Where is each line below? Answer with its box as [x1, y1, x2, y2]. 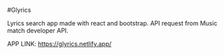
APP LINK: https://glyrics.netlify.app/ [7, 40, 112, 47]
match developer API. [7, 27, 69, 34]
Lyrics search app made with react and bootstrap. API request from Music [7, 19, 218, 27]
